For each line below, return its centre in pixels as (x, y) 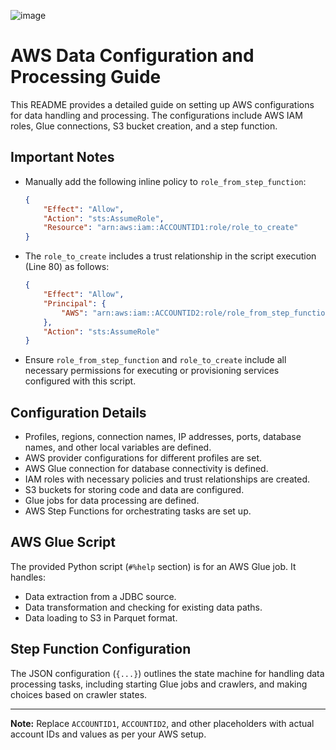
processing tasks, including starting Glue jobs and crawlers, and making (159, 684)
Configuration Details (78, 412)
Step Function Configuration (101, 649)
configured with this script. (80, 381)
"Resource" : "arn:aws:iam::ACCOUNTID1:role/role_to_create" (171, 228)
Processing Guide (86, 77)
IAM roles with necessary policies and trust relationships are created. (167, 479)
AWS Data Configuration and (132, 56)
